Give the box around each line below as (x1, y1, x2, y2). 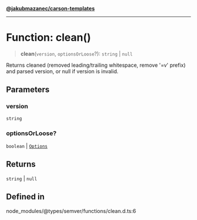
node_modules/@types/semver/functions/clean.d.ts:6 (6, 207, 137, 214)
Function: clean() (6, 31, 91, 44)
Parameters (6, 85, 50, 95)
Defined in (6, 192, 45, 202)
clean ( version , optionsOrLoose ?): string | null (20, 50, 133, 57)
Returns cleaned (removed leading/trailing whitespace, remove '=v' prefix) (6, 61, 186, 68)
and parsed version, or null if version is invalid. (6, 67, 119, 75)
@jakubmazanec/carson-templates (6, 5, 95, 12)
